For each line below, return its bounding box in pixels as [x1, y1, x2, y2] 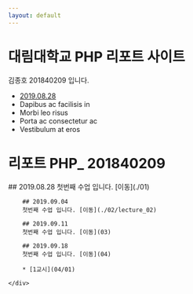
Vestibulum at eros [19, 124, 81, 134]
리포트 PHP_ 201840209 [8, 154, 166, 172]
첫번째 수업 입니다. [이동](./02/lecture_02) [22, 206, 157, 214]
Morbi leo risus [19, 108, 68, 117]
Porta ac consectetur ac [19, 116, 98, 126]
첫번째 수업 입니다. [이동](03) [22, 228, 111, 236]
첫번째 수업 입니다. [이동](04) [22, 250, 111, 258]
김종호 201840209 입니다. [8, 75, 89, 85]
